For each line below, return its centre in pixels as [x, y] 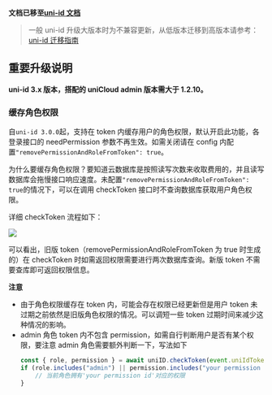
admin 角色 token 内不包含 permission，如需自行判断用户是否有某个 [134, 335]
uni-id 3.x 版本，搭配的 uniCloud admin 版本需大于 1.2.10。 [108, 89]
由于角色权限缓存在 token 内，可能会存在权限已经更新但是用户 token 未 [139, 305]
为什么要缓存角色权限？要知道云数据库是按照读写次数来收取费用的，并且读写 [136, 169]
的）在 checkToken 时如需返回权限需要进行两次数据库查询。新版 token [126, 260]
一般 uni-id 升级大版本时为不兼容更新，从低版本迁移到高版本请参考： [143, 30]
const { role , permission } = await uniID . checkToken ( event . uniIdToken [144, 361]
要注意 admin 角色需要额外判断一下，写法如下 [111, 345]
